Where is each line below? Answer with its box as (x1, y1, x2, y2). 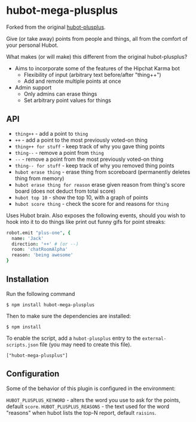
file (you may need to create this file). (39, 340, 132, 348)
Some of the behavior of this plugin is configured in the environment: (6, 385, 176, 392)
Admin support (14, 83, 52, 91)
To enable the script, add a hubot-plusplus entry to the (6, 334, 141, 342)
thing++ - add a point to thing (14, 130, 88, 137)
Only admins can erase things (23, 90, 97, 97)
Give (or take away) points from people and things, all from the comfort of (6, 35, 188, 42)
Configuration (6, 369, 60, 379)
